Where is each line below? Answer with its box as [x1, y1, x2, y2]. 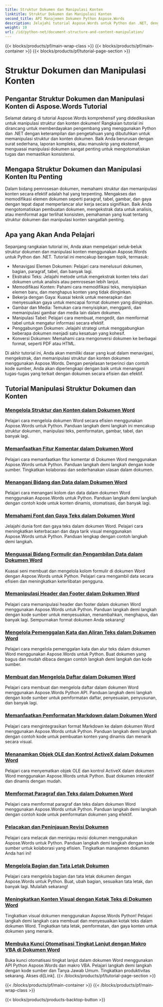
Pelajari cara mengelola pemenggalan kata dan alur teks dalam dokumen [5, 646, 150, 652]
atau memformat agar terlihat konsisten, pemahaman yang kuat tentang [5, 211, 148, 217]
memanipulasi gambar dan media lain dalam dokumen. [12, 309, 121, 315]
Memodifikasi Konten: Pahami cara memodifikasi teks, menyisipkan [12, 284, 147, 290]
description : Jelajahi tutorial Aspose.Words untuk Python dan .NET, [5, 20, 149, 26]
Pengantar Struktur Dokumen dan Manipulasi [5, 95, 145, 103]
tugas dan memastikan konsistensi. [5, 151, 75, 157]
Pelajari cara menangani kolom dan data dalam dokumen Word [5, 489, 130, 495]
